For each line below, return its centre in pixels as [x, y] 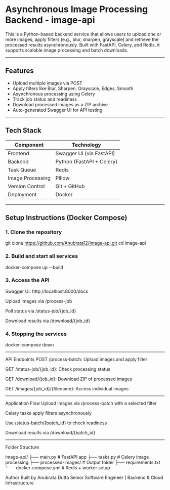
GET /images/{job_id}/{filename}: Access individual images [67, 389]
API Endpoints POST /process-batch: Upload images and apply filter [76, 360]
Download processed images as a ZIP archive [60, 104]
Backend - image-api [50, 20]
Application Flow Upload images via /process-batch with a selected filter [81, 404]
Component [29, 145]
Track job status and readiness [45, 99]
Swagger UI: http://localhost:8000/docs [47, 291]
